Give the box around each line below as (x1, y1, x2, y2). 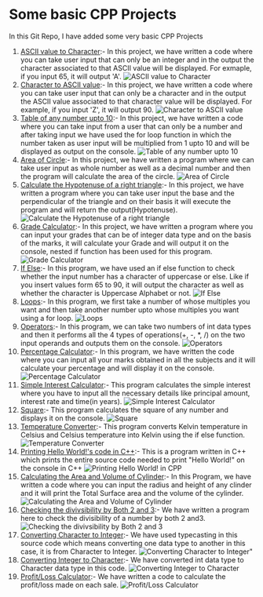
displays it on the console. (20, 413, 105, 423)
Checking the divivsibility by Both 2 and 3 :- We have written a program (20, 504, 250, 515)
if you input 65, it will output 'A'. (20, 71, 122, 81)
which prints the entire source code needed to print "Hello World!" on (20, 455, 246, 464)
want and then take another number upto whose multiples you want (20, 304, 239, 315)
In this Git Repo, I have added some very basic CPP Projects (9, 31, 203, 41)
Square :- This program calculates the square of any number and (20, 405, 228, 414)
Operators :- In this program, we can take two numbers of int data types (20, 322, 252, 331)
